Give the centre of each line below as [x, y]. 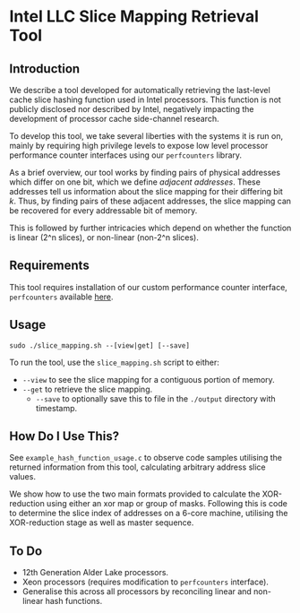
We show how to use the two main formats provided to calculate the [135, 494]
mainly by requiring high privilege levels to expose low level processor [139, 146]
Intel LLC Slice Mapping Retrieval [134, 17]
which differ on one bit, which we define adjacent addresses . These [135, 182]
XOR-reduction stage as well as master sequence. [102, 522]
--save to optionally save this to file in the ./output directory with [155, 398]
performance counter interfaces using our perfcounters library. [126, 155]
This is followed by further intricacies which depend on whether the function [150, 228]
